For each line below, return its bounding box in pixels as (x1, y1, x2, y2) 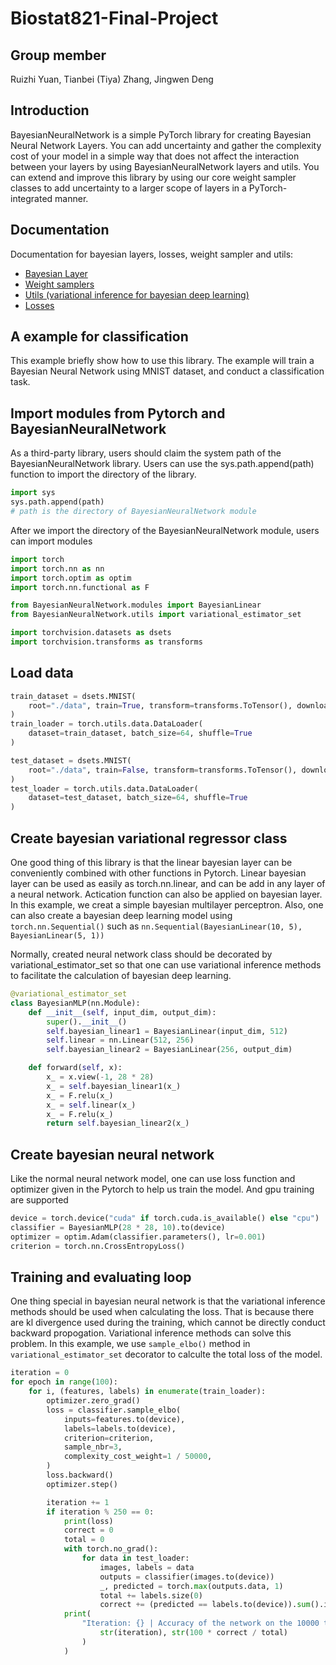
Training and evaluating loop (10, 1268, 192, 1286)
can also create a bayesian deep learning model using (10, 910, 233, 921)
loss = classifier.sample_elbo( (46, 1405, 182, 1415)
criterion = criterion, (63, 1433, 155, 1443)
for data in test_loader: (81, 1553, 190, 1563)
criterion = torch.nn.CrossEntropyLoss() (10, 1241, 186, 1251)
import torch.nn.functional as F (10, 582, 150, 592)
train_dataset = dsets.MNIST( (10, 691, 137, 701)
